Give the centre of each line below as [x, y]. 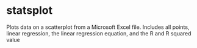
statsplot [30, 10]
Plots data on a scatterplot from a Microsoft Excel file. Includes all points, [98, 27]
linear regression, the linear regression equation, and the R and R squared [99, 33]
